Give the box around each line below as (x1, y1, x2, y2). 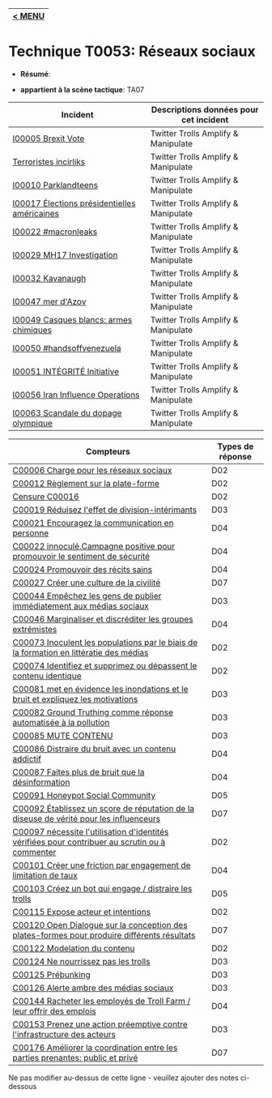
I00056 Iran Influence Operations (12, 389, 140, 400)
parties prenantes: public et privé (12, 1052, 138, 1063)
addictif (12, 753, 42, 764)
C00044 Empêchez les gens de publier (12, 590, 162, 601)
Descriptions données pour (151, 104, 259, 115)
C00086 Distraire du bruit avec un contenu (12, 743, 176, 754)
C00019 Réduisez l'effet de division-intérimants (12, 504, 197, 515)
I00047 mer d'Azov (12, 296, 87, 307)
